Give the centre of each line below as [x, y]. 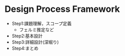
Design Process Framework [62, 9]
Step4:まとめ [25, 48]
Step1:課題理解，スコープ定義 [42, 23]
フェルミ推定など [37, 29]
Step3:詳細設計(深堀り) [35, 42]
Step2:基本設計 [27, 36]
